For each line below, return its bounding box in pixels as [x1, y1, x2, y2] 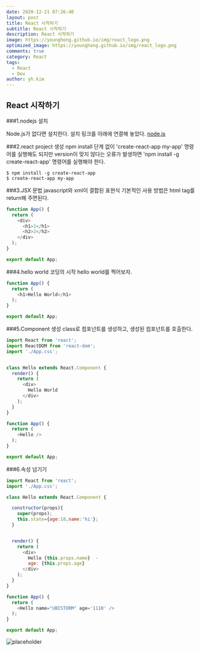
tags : [6, 59, 20, 65]
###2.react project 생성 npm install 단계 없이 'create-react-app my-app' [6, 143, 183, 150]
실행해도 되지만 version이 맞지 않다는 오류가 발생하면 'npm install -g [17, 150, 179, 158]
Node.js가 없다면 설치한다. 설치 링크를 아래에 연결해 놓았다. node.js [6, 130, 166, 137]
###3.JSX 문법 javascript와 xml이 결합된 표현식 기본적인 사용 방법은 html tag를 [6, 187, 195, 194]
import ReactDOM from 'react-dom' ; [6, 342, 96, 349]
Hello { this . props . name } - [28, 555, 98, 561]
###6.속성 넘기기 [6, 466, 47, 473]
